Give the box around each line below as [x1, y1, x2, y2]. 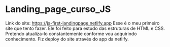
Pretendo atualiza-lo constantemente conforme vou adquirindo [5, 30, 137, 36]
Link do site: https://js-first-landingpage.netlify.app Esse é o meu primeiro [5, 20, 160, 26]
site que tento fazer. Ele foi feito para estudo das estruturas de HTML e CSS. [5, 25, 165, 31]
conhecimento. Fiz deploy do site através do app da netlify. [5, 36, 129, 42]
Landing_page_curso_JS [5, 3, 111, 15]
